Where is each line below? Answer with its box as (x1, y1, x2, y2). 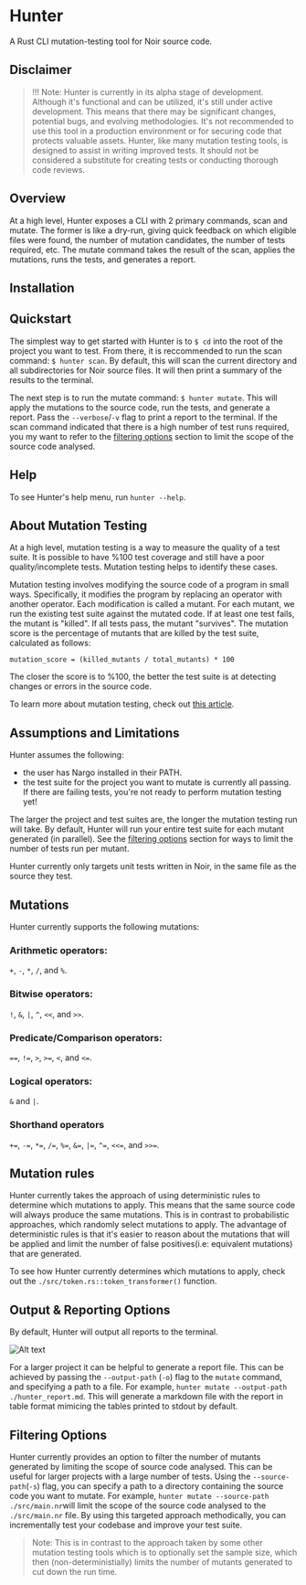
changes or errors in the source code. (9, 681, 153, 692)
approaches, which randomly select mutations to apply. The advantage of (9, 1219, 288, 1230)
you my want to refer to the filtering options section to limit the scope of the (9, 431, 294, 441)
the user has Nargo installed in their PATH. (22, 767, 183, 778)
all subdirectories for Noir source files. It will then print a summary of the (9, 365, 282, 376)
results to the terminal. (9, 374, 94, 385)
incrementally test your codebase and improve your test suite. (9, 1519, 243, 1530)
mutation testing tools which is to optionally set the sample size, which (31, 1547, 298, 1558)
